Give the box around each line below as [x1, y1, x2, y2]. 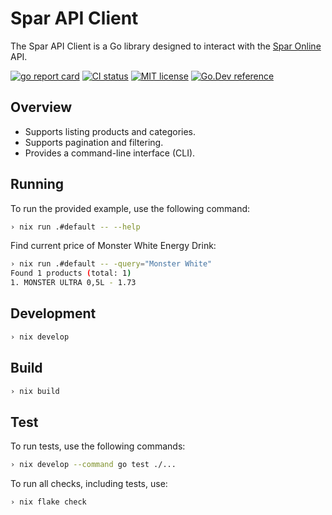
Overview [10, 99, 73, 116]
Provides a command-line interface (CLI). [24, 147, 196, 159]
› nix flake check [10, 497, 87, 507]
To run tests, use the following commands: [10, 440, 186, 452]
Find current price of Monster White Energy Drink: [10, 240, 217, 252]
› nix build [10, 386, 60, 396]
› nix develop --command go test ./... [10, 460, 177, 470]
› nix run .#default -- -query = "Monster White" [10, 259, 213, 269]
